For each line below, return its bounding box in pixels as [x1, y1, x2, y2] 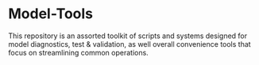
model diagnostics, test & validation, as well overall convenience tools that [8, 39, 252, 48]
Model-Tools [8, 5, 94, 23]
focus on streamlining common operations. [8, 48, 149, 57]
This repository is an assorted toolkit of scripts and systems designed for [8, 31, 248, 40]
